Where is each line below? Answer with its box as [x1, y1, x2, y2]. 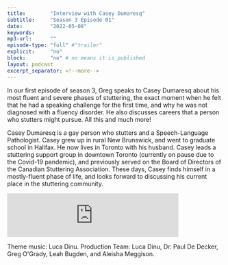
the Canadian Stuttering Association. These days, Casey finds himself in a [7, 165, 216, 173]
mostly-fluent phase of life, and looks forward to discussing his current [7, 172, 207, 180]
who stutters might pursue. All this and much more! [7, 115, 152, 123]
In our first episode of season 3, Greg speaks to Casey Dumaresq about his [7, 86, 220, 94]
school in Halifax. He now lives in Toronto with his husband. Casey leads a [7, 143, 216, 151]
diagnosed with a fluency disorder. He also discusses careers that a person [7, 108, 220, 116]
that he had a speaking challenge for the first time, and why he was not [7, 101, 207, 109]
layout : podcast [7, 61, 53, 68]
